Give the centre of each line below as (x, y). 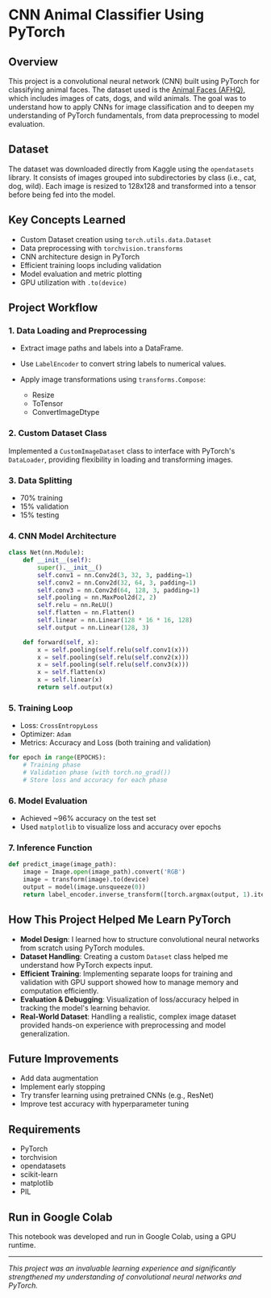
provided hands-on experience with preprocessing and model (123, 1025)
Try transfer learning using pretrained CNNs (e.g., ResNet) (117, 1095)
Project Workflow (53, 308)
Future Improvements (64, 1059)
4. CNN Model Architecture (63, 536)
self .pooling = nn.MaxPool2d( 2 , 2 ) (97, 598)
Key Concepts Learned (67, 220)
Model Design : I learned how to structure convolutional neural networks (140, 939)
